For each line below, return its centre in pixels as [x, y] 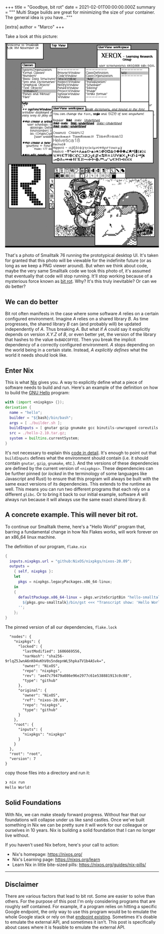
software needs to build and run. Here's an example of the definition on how [82, 387]
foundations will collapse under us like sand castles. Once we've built [75, 820]
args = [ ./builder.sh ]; [36, 423]
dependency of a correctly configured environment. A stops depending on [80, 345]
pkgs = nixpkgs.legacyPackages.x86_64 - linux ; [65, 582]
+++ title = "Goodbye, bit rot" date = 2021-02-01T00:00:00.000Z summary [80, 7]
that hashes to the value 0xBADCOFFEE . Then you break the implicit [70, 340]
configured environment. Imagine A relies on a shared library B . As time [77, 319]
